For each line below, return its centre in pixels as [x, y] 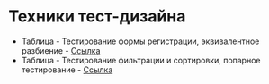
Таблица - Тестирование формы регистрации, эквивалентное [140, 41]
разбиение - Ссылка [61, 50]
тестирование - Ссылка [67, 70]
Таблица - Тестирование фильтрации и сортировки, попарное [141, 60]
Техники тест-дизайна [97, 17]
